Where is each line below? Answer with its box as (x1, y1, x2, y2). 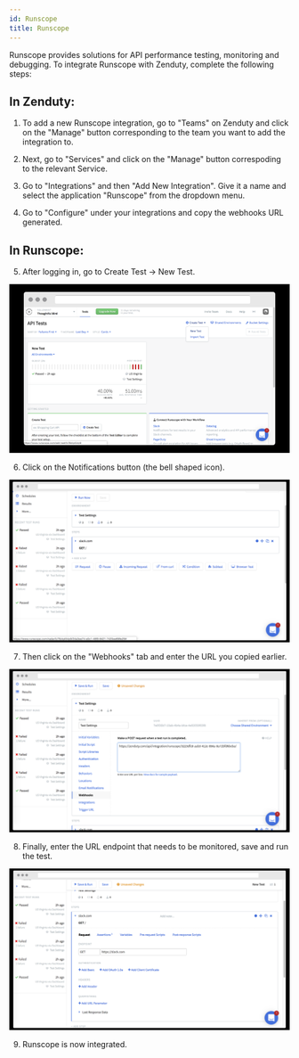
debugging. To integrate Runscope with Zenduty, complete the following (9, 59, 274, 70)
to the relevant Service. (21, 163, 109, 174)
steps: (9, 68, 32, 79)
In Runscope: (9, 242, 85, 258)
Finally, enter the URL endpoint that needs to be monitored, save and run (21, 841, 289, 851)
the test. (21, 850, 53, 861)
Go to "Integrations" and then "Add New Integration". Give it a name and (21, 181, 287, 192)
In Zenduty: (9, 94, 76, 109)
